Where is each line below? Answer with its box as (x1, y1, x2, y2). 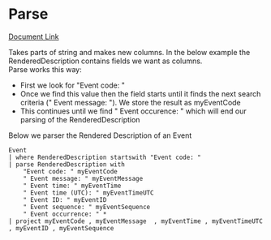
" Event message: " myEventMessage (23, 174, 144, 182)
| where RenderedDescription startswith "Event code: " (8, 153, 201, 161)
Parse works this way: (8, 64, 83, 74)
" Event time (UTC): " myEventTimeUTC (23, 188, 154, 197)
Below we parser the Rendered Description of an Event (8, 131, 192, 140)
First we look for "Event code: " (19, 80, 126, 90)
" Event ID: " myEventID (23, 195, 107, 204)
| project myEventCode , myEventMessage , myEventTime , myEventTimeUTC (8, 216, 264, 225)
